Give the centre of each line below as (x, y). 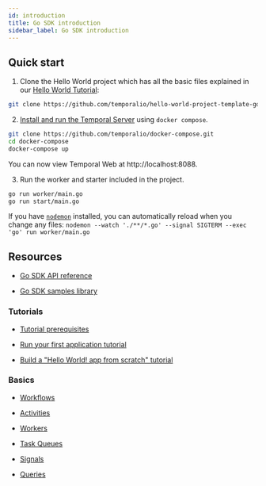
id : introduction (37, 15)
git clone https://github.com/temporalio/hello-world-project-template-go (134, 105)
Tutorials (26, 312)
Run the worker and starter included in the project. (102, 179)
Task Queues (41, 443)
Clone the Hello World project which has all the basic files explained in (134, 82)
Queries (32, 474)
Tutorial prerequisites (54, 329)
